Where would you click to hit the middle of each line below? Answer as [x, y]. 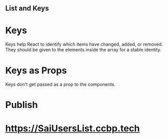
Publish [22, 105]
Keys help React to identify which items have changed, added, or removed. [84, 44]
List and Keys [27, 8]
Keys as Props [36, 70]
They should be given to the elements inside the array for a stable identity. [83, 50]
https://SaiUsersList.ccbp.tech [73, 128]
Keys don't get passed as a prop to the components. [61, 85]
